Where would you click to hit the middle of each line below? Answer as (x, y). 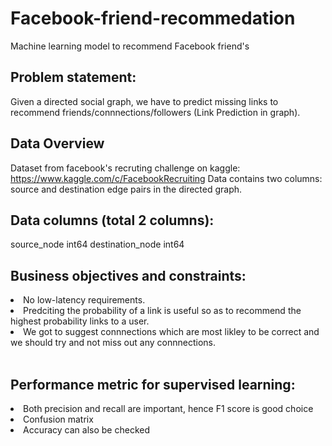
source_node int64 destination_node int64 (97, 244)
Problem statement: (73, 77)
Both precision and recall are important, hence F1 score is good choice (168, 408)
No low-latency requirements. (84, 300)
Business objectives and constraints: (128, 275)
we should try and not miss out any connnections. (113, 343)
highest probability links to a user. (80, 321)
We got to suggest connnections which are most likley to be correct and (171, 332)
